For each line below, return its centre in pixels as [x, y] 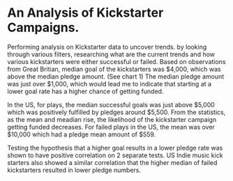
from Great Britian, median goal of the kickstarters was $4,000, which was [114, 69]
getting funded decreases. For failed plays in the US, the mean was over [111, 127]
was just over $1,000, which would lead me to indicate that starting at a [109, 84]
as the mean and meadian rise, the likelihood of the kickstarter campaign [112, 119]
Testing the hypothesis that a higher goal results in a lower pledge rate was [115, 148]
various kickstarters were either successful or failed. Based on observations [116, 61]
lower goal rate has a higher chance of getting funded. [85, 91]
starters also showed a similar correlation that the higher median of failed [112, 162]
